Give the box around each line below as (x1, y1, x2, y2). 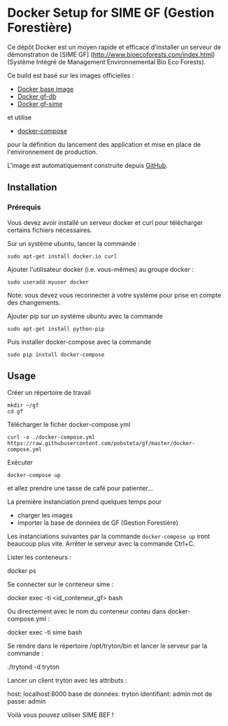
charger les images (17, 511, 73, 520)
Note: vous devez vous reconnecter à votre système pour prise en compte (7, 291, 222, 299)
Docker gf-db (17, 92, 57, 101)
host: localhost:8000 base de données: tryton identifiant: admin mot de (7, 690, 213, 698)
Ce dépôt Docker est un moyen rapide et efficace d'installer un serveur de (7, 43, 222, 51)
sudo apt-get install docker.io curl (7, 253, 117, 260)
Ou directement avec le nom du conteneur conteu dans (7, 607, 166, 616)
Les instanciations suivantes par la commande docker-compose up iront (7, 532, 211, 541)
